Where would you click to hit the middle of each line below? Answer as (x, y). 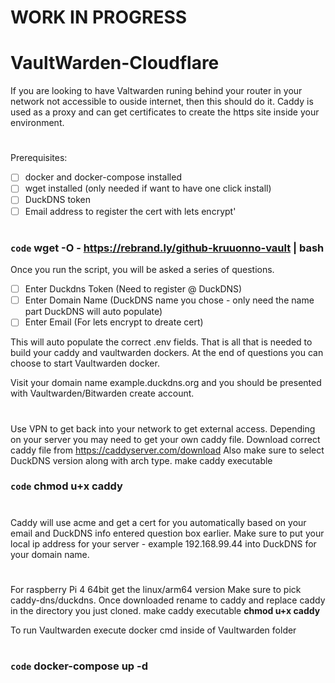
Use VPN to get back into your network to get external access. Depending (163, 428)
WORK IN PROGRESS (99, 17)
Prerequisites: (39, 158)
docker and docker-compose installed (103, 177)
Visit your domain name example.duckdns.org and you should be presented (166, 383)
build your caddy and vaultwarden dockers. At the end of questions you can (167, 353)
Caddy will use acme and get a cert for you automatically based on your (158, 522)
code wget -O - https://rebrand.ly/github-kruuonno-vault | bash (167, 248)
